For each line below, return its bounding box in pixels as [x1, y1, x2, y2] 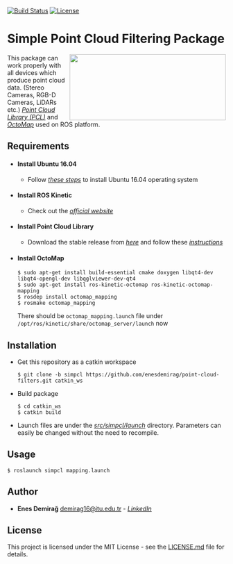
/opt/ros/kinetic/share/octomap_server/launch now [17, 320, 169, 328]
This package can [7, 53, 59, 62]
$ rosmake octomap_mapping [17, 299, 96, 307]
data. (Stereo [7, 83, 45, 92]
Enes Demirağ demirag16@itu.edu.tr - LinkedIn [17, 504, 153, 513]
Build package [17, 389, 59, 397]
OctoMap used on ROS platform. [7, 120, 101, 128]
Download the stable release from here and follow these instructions [27, 238, 223, 246]
